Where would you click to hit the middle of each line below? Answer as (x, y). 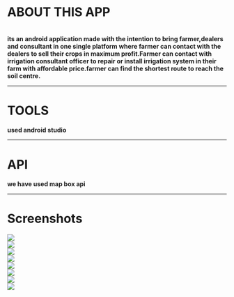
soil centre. (24, 76)
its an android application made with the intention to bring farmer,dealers (116, 38)
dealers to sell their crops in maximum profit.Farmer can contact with (110, 54)
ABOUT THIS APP (59, 12)
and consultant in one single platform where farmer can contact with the (114, 46)
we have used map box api (46, 184)
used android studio (37, 130)
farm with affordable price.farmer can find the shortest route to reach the (116, 68)
